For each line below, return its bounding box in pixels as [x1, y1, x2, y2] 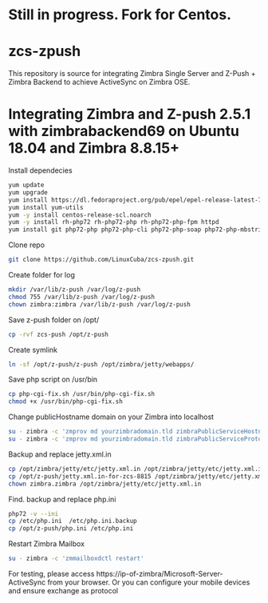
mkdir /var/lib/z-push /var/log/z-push [8, 286, 141, 294]
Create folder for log [8, 270, 76, 280]
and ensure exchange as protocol [8, 586, 118, 596]
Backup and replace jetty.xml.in [8, 449, 112, 459]
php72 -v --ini [8, 509, 59, 517]
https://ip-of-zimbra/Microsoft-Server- [96, 569, 223, 579]
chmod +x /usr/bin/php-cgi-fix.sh [8, 397, 124, 405]
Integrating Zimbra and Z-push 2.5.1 [8, 106, 251, 123]
